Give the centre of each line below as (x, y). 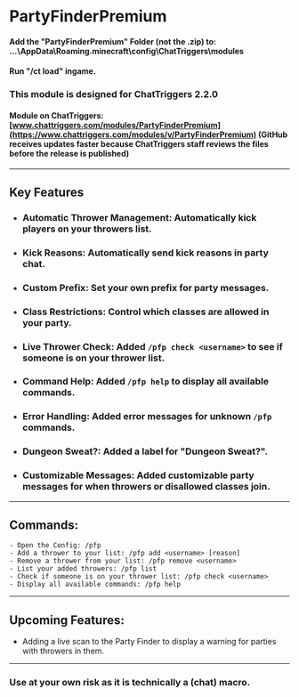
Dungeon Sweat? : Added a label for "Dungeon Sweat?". (145, 451)
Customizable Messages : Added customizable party (138, 475)
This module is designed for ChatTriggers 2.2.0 (113, 94)
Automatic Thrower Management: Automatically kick (139, 217)
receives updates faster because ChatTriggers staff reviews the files (139, 143)
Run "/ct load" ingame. (53, 71)
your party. (47, 322)
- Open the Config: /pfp (55, 546)
